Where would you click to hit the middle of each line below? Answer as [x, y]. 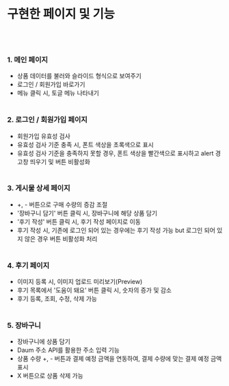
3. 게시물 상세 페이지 [39, 188]
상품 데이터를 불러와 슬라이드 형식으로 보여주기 [79, 76]
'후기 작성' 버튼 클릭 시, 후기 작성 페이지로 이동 [79, 221]
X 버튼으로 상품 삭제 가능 [50, 376]
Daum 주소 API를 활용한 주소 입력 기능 [68, 350]
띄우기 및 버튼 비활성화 [60, 162]
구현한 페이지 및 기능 [61, 14]
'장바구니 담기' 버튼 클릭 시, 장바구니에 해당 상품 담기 [87, 213]
